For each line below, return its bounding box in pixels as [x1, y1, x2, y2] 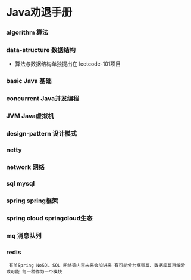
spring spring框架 [6, 196, 58, 205]
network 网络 [6, 162, 45, 171]
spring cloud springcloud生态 [6, 214, 93, 222]
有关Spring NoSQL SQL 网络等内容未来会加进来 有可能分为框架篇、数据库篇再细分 [8, 262, 186, 269]
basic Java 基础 [6, 77, 52, 85]
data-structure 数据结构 [6, 46, 76, 54]
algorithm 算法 [6, 28, 49, 36]
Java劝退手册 [6, 5, 73, 19]
